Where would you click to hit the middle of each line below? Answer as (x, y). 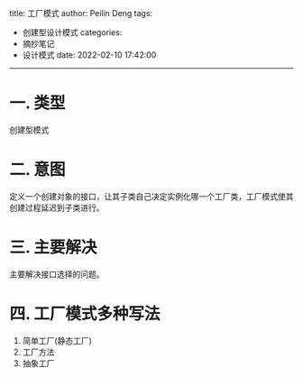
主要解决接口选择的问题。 (57, 274)
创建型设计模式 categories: (72, 32)
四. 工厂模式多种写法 (85, 314)
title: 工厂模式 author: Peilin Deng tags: (81, 13)
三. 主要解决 (53, 248)
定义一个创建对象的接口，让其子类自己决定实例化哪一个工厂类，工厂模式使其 (151, 196)
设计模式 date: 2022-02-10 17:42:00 (89, 55)
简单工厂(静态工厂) (57, 340)
